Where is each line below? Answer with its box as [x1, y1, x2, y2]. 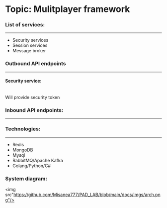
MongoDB [12, 147, 33, 153]
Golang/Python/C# [12, 163, 51, 169]
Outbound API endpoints [5, 60, 66, 67]
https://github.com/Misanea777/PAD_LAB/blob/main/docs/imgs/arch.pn [13, 192, 161, 198]
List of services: [5, 21, 45, 28]
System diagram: [5, 175, 48, 182]
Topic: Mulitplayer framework [5, 3, 130, 15]
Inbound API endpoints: [5, 106, 64, 113]
